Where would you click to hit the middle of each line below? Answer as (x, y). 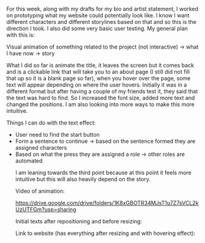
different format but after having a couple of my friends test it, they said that (102, 91)
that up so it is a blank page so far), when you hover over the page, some (99, 78)
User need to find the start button (57, 135)
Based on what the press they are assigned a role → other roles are (100, 154)
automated (29, 161)
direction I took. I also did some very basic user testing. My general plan (97, 28)
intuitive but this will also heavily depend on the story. (83, 179)
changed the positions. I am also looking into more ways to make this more (100, 104)
